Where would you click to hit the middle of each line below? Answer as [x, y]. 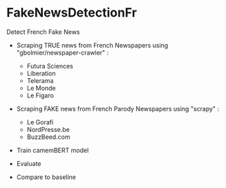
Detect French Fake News [43, 32]
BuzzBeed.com [48, 137]
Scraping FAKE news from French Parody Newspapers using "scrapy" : [117, 109]
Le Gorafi [40, 122]
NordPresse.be [48, 129]
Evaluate [29, 163]
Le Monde [41, 88]
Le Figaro [40, 95]
